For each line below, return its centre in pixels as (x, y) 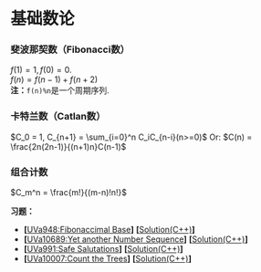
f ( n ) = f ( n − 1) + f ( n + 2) (54, 79)
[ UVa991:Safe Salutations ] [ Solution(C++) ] (103, 249)
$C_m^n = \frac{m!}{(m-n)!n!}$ (68, 193)
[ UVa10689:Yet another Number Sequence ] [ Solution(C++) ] (136, 239)
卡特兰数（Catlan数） (58, 117)
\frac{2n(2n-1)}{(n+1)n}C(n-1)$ (68, 146)
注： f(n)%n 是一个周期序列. (60, 90)
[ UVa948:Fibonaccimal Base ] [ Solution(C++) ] (109, 230)
